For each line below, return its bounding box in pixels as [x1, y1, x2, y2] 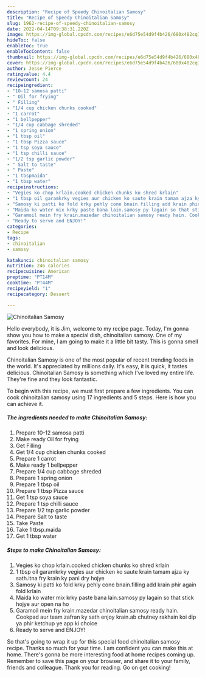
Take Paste [15, 520, 44, 527]
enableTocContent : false [7, 49, 70, 55]
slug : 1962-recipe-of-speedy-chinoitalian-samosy [7, 20, 136, 26]
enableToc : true [7, 43, 48, 49]
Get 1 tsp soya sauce [15, 493, 68, 501]
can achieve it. [7, 400, 44, 407]
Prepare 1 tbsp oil [15, 481, 60, 488]
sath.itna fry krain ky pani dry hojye [15, 575, 105, 582]
